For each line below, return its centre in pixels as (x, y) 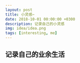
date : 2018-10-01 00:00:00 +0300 (40, 19)
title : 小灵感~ (20, 14)
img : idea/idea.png (26, 28)
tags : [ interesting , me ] (31, 33)
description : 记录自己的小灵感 (35, 24)
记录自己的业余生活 (35, 55)
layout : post (19, 10)
